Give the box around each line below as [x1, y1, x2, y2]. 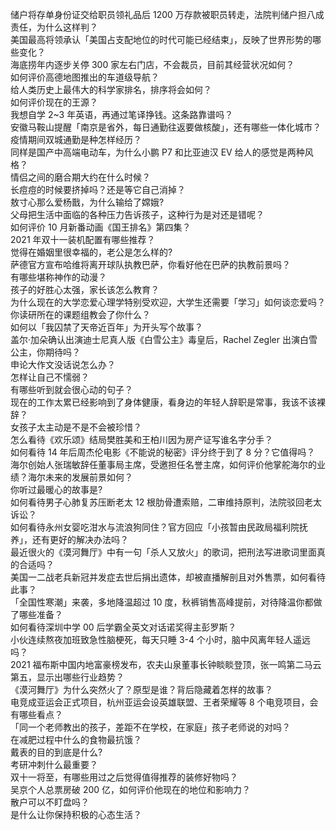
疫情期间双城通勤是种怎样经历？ [10, 134, 142, 145]
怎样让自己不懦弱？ [10, 371, 90, 383]
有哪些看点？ [10, 709, 63, 720]
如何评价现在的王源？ [10, 96, 98, 108]
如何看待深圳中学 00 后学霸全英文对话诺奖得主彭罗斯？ [10, 621, 237, 633]
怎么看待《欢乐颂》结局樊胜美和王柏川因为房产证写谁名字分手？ [10, 434, 273, 445]
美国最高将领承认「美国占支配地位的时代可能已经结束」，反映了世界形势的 [10, 34, 313, 45]
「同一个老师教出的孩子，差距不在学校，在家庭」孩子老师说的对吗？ [10, 721, 291, 733]
